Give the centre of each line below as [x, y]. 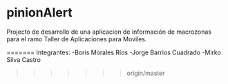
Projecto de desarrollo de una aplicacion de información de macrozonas [109, 32]
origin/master [146, 73]
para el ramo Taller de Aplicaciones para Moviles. [77, 39]
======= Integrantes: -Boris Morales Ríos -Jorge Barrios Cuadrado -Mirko [114, 52]
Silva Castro [23, 59]
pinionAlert [40, 13]
